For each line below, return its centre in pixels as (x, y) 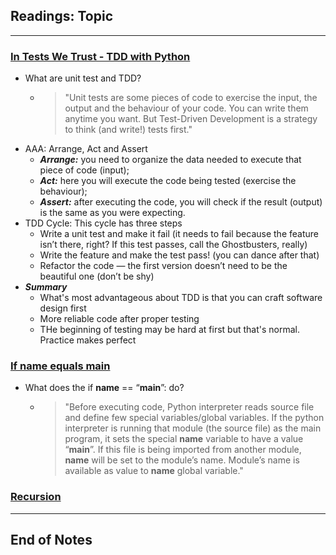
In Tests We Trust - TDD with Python (100, 56)
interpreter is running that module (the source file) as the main (193, 428)
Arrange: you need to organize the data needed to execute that (170, 160)
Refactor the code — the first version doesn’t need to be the (163, 266)
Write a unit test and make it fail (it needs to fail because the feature (179, 234)
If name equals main (60, 366)
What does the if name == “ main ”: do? (104, 388)
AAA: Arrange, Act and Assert (86, 149)
